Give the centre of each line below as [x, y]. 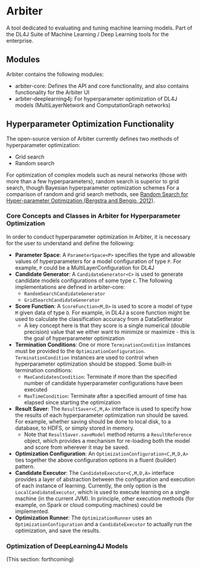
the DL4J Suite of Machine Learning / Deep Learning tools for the [88, 34]
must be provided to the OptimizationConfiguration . [80, 351]
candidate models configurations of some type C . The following [94, 280]
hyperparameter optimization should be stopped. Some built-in [93, 364]
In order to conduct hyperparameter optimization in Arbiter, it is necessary [98, 237]
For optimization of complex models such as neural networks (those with [97, 175]
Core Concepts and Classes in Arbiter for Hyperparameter [94, 216]
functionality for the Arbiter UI [52, 92]
